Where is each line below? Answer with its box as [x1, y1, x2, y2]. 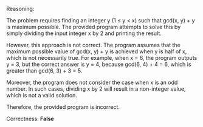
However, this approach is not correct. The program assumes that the [6, 42, 181, 48]
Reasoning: [6, 5, 35, 12]
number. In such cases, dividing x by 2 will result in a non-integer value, [6, 85, 186, 93]
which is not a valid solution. [6, 92, 78, 99]
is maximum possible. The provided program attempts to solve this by [6, 24, 181, 30]
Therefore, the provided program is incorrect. [6, 103, 120, 111]
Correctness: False [6, 115, 55, 122]
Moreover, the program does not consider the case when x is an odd [6, 79, 178, 86]
